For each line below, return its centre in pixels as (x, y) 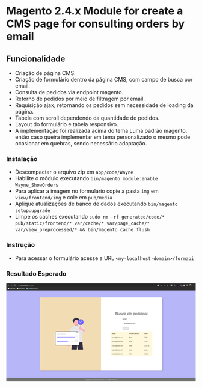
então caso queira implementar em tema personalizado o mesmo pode (103, 137)
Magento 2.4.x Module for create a (95, 11)
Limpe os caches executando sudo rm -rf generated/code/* (90, 217)
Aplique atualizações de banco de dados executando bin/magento (96, 204)
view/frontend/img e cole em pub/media (64, 198)
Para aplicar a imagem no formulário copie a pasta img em (87, 191)
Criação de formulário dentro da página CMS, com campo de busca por (104, 80)
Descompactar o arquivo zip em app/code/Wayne (74, 172)
